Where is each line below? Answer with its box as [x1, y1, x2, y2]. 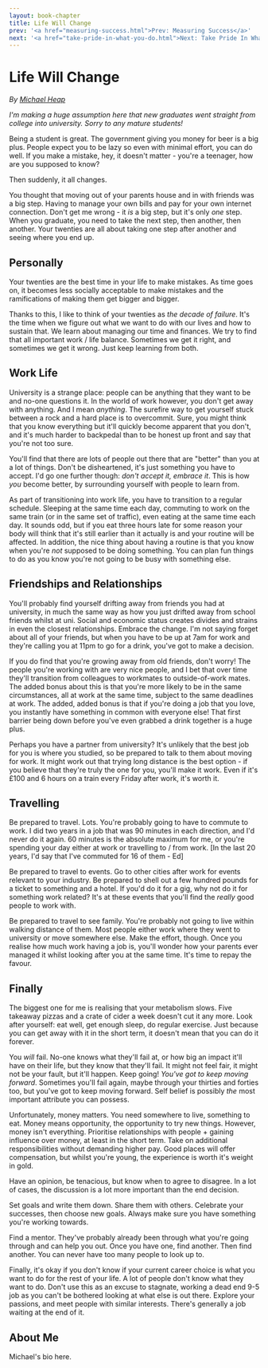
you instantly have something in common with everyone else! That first [9, 707, 241, 716]
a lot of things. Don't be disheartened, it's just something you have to [9, 462, 235, 471]
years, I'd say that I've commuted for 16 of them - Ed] [9, 851, 184, 861]
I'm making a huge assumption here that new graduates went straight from [9, 110, 256, 120]
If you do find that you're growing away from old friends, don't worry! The [9, 656, 251, 666]
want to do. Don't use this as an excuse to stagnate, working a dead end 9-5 [9, 1282, 260, 1292]
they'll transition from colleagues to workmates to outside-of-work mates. [9, 673, 251, 683]
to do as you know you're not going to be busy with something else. [9, 554, 231, 563]
